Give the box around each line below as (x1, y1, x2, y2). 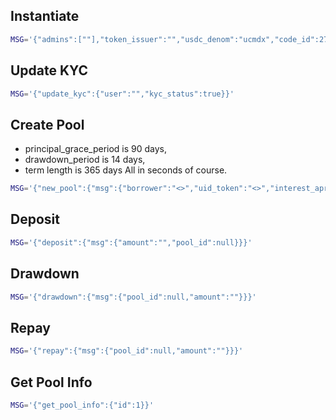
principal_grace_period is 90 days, (24, 143, 168, 155)
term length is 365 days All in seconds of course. (24, 164, 228, 176)
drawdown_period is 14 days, (24, 154, 146, 166)
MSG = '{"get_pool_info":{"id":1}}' (10, 400, 155, 410)
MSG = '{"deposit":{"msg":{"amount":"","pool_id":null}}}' (10, 237, 253, 248)
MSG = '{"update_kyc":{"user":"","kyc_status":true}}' (10, 89, 235, 99)
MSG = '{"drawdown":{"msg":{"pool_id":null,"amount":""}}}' (10, 292, 257, 302)
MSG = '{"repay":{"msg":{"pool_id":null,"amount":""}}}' (10, 346, 244, 356)
